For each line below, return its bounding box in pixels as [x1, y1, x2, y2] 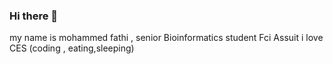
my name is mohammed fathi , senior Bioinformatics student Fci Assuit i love [9, 32, 324, 44]
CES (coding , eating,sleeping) [9, 42, 135, 54]
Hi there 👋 [9, 9, 59, 23]
